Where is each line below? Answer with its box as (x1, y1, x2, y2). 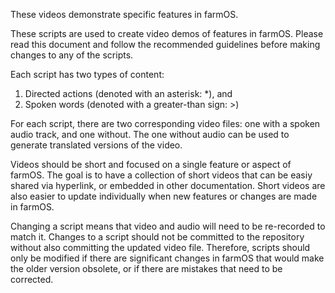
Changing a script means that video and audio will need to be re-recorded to (10, 220, 326, 232)
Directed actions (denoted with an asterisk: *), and (24, 88, 233, 99)
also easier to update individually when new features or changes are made (10, 190, 318, 202)
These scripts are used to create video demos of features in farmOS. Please (10, 28, 324, 39)
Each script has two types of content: (10, 69, 165, 80)
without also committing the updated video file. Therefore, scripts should (10, 242, 311, 253)
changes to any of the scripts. (10, 49, 134, 61)
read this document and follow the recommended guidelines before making (10, 39, 321, 50)
